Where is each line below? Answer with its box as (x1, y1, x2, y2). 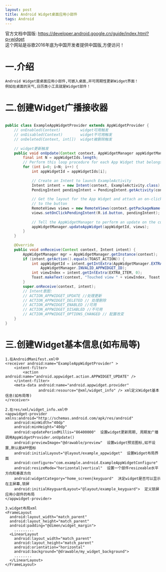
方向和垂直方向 (5, 471, 31, 476)
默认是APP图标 (11, 445, 36, 450)
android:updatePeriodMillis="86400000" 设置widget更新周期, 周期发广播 (14, 429, 159, 434)
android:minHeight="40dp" (14, 424, 68, 429)
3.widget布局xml (5, 506, 37, 511)
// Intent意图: (23, 288, 53, 293)
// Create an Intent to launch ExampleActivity (31, 178, 132, 183)
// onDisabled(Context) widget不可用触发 (14, 132, 112, 137)
